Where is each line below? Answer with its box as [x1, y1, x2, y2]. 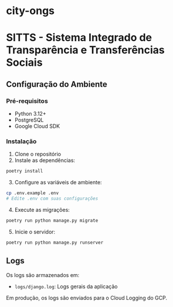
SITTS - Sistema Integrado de [6, 31, 152, 45]
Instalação [6, 137, 37, 145]
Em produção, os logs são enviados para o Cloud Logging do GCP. [6, 294, 167, 301]
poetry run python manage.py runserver [6, 239, 104, 245]
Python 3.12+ [14, 110, 46, 117]
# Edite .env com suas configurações [6, 195, 99, 202]
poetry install [6, 168, 43, 174]
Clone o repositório [14, 151, 62, 158]
